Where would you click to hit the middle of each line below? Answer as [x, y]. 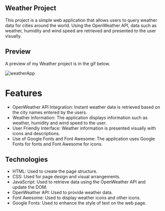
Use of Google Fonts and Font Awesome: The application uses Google [83, 139]
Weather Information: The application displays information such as [80, 117]
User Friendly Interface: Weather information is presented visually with [84, 128]
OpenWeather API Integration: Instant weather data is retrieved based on [86, 107]
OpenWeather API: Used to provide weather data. [62, 193]
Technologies [27, 159]
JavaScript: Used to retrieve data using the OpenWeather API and [79, 182]
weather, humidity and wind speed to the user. [60, 123]
